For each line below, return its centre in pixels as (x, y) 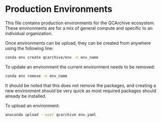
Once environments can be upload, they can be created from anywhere (78, 43)
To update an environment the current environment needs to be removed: (80, 67)
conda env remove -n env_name (36, 76)
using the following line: (29, 48)
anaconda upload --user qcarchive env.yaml (51, 115)
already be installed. (26, 96)
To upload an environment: (32, 106)
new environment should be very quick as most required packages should (81, 91)
